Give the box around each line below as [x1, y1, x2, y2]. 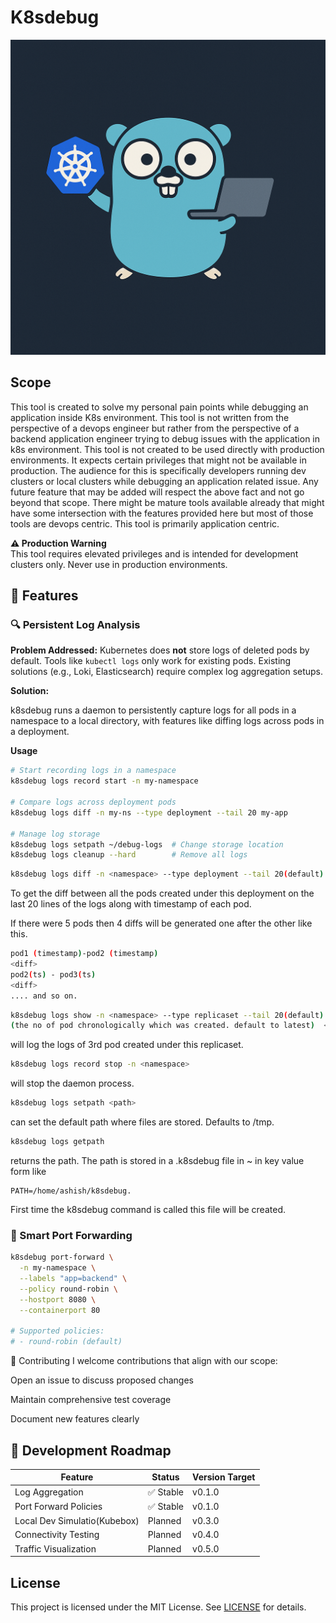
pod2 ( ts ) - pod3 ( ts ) [10, 969, 97, 980]
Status [151, 1471, 180, 1483]
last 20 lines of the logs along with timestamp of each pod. [10, 898, 252, 910]
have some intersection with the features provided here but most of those [10, 507, 314, 519]
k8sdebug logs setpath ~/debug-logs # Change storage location [10, 839, 284, 850]
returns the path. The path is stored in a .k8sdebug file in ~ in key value [10, 1154, 305, 1166]
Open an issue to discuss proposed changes [10, 1374, 194, 1386]
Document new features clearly [10, 1413, 140, 1425]
